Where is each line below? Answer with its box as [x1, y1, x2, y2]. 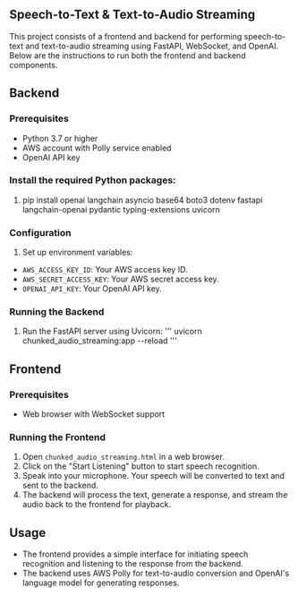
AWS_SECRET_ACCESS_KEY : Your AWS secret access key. [21, 273, 219, 285]
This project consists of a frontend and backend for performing [9, 30, 243, 41]
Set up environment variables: [21, 247, 133, 258]
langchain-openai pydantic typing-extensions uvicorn [21, 203, 221, 214]
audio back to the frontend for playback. [21, 499, 172, 510]
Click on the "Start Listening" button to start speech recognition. [21, 461, 260, 472]
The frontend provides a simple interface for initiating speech [21, 549, 249, 559]
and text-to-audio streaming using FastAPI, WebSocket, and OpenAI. [25, 40, 279, 51]
